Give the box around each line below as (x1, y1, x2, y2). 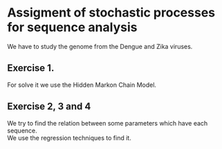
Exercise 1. (7, 62, 55, 74)
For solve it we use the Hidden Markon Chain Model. (7, 81, 157, 89)
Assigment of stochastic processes (7, 5, 216, 21)
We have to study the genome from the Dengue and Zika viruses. (7, 42, 193, 50)
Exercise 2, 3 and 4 (7, 101, 91, 112)
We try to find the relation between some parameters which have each (7, 119, 208, 127)
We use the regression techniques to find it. (7, 133, 131, 142)
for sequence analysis (7, 19, 138, 35)
